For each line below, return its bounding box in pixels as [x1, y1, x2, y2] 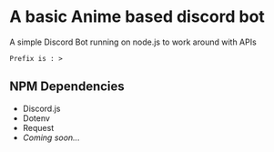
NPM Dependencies [9, 79, 125, 95]
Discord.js [22, 103, 61, 114]
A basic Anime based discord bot [9, 6, 266, 27]
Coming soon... [22, 132, 80, 143]
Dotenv [22, 112, 50, 124]
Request [22, 122, 55, 133]
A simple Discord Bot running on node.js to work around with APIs [9, 36, 257, 47]
